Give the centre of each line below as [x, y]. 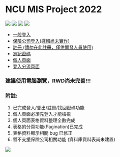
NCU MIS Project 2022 [54, 9]
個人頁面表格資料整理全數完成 [44, 120]
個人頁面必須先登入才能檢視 [42, 114]
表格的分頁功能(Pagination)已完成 [48, 127]
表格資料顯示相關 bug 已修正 [42, 133]
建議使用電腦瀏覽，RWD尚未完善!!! [48, 81]
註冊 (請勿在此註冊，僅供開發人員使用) [53, 47]
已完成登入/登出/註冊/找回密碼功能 [49, 108]
